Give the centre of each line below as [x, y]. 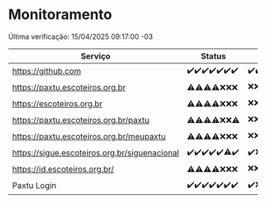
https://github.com [47, 71]
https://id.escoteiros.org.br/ [63, 170]
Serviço [95, 56]
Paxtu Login [34, 186]
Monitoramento [60, 15]
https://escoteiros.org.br [57, 104]
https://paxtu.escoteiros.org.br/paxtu [81, 121]
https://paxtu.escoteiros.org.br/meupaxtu [89, 136]
